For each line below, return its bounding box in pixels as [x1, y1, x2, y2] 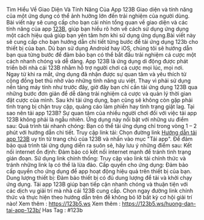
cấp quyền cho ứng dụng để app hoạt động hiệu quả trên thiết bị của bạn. [6, 168, 192, 175]
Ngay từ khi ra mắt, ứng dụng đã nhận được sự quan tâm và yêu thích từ [6, 71, 187, 77]
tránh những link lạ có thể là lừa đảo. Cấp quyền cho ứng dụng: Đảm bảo [6, 161, 189, 168]
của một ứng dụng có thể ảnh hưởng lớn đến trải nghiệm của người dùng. [6, 12, 190, 20]
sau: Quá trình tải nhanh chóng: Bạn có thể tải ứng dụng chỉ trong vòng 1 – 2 [6, 122, 197, 129]
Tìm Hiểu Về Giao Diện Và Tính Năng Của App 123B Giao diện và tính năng [6, 6, 193, 13]
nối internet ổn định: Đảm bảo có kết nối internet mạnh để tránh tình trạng [6, 148, 192, 155]
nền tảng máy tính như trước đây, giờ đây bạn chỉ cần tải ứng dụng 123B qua [6, 83, 198, 91]
